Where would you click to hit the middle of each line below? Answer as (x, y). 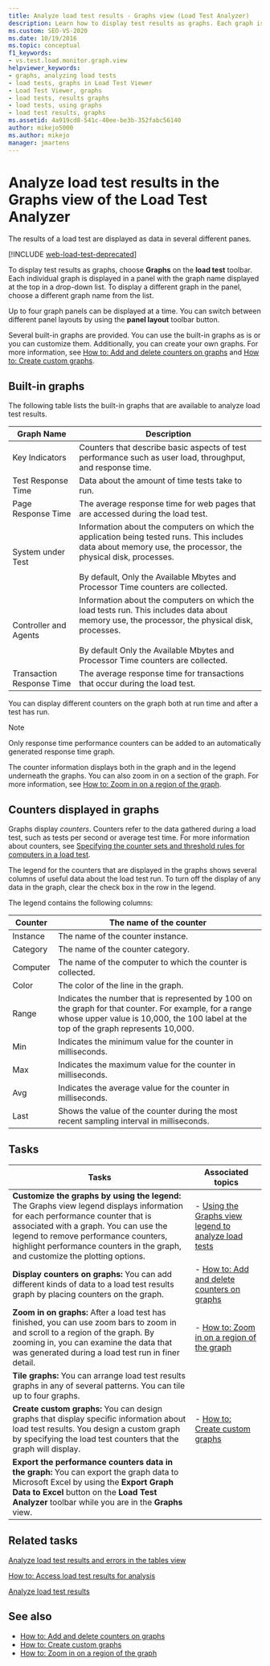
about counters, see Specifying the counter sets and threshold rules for (127, 846)
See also (30, 1617)
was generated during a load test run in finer (96, 1353)
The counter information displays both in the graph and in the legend (122, 768)
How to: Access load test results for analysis (82, 1575)
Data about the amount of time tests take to (161, 481)
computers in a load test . (49, 855)
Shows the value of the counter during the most (148, 1111)
